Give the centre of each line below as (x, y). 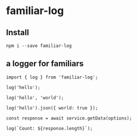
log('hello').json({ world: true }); (52, 108)
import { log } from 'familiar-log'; (52, 77)
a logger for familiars (45, 64)
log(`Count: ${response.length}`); (49, 128)
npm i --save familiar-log (39, 46)
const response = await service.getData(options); (69, 118)
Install (18, 32)
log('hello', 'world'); (35, 98)
